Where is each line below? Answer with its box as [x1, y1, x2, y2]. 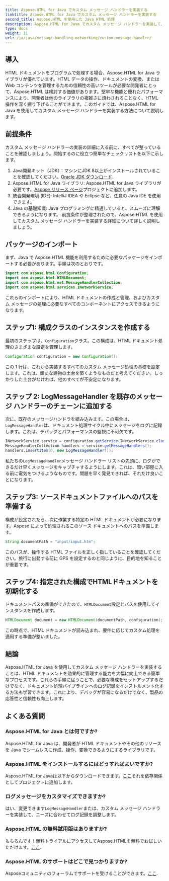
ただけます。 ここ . [5, 844, 42, 850]
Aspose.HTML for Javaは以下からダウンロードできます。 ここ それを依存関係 [5, 773, 162, 779]
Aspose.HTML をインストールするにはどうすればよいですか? [5, 760, 153, 767]
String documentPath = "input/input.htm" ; [5, 539, 96, 544]
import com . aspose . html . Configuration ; [5, 271, 89, 276]
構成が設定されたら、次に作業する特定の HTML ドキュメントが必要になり [5, 516, 157, 522]
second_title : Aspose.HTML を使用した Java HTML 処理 [5, 17, 115, 22]
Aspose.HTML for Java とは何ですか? [5, 728, 98, 735]
